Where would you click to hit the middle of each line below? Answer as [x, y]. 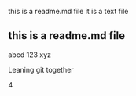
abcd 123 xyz [30, 55]
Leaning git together [41, 69]
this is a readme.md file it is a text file [68, 11]
